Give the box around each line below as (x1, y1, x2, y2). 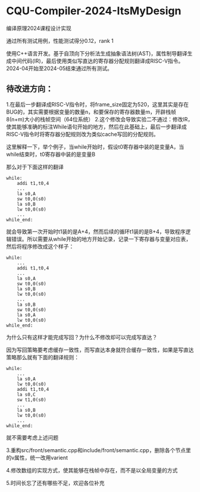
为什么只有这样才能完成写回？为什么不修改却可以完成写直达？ (6, 333, 158, 340)
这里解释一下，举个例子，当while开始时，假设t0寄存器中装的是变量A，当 (6, 143, 185, 150)
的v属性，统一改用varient (6, 454, 68, 461)
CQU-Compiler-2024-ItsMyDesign (6, 4, 182, 18)
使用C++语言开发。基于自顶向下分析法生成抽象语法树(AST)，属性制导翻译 (6, 49, 187, 57)
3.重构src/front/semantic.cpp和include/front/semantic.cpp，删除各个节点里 (6, 446, 192, 453)
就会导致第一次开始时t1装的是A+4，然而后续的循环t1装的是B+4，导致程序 (6, 228, 186, 235)
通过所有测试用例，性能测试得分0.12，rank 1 (6, 37, 114, 44)
